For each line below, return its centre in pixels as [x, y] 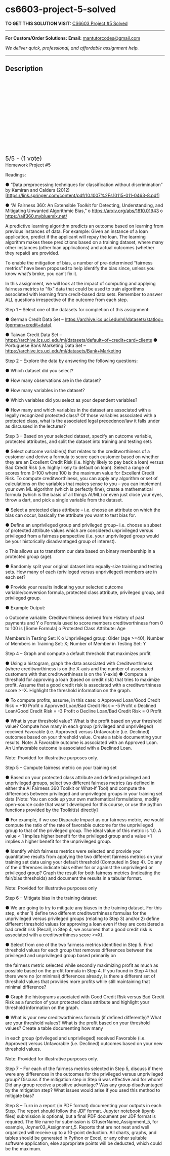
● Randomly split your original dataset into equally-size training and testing [84, 566]
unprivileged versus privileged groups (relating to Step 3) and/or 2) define [82, 918]
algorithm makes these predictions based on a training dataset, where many [84, 242]
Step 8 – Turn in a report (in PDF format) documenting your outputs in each [83, 1105]
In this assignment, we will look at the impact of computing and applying [80, 283]
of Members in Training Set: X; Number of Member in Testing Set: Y [76, 643]
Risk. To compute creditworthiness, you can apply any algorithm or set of [81, 478]
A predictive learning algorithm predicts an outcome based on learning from [84, 226]
